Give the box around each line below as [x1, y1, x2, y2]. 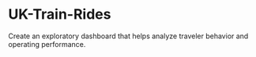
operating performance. [8, 39, 86, 48]
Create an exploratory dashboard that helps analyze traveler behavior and [8, 31, 249, 41]
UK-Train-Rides [8, 5, 111, 23]
